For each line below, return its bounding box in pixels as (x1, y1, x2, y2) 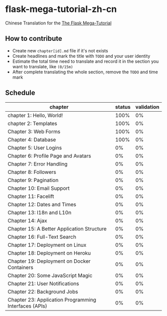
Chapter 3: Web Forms (7, 128, 61, 135)
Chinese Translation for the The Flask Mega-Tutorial (5, 20, 112, 26)
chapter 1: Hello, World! (7, 112, 63, 119)
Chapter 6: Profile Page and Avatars (7, 152, 91, 159)
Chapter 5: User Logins (7, 144, 62, 151)
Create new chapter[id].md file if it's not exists (12, 47, 108, 53)
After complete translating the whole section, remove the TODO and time (12, 69, 158, 75)
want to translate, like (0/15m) (12, 63, 74, 69)
